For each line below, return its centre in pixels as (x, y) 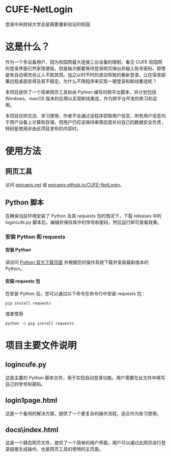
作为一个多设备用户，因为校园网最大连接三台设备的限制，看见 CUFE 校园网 (84, 62)
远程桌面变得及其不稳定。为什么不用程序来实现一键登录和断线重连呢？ (83, 81)
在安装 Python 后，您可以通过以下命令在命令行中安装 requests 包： (76, 294)
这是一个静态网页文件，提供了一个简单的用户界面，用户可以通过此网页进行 (83, 443)
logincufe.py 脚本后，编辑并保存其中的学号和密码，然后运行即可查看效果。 (83, 222)
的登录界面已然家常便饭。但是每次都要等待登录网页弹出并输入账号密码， (81, 68)
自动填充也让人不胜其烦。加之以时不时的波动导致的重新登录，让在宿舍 (88, 75)
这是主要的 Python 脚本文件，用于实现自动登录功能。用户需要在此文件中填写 (85, 378)
